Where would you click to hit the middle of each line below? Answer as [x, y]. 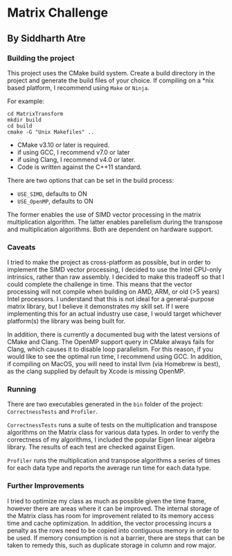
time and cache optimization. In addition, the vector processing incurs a [109, 523]
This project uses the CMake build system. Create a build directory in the [111, 73]
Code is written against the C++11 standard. [79, 167]
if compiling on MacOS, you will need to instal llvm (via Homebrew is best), [114, 364]
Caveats [21, 247]
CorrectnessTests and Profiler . [53, 412]
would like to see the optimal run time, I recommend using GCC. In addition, [115, 357]
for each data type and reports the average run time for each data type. [109, 468]
